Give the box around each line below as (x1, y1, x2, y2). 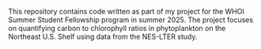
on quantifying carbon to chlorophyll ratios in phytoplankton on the (8, 24, 226, 32)
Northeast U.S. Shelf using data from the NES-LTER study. (8, 32, 198, 41)
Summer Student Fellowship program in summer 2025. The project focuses (8, 15, 254, 24)
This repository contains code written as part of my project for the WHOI (8, 7, 245, 16)
